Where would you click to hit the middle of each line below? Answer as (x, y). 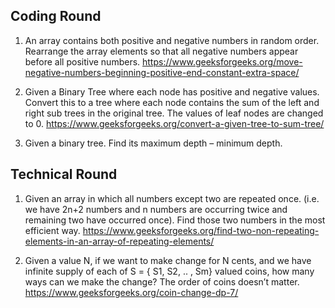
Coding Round (56, 16)
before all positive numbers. (82, 61)
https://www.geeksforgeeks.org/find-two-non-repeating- (201, 230)
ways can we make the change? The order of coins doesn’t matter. (162, 281)
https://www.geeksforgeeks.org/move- (222, 61)
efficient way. (52, 230)
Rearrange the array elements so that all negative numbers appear (161, 51)
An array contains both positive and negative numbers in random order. (172, 40)
